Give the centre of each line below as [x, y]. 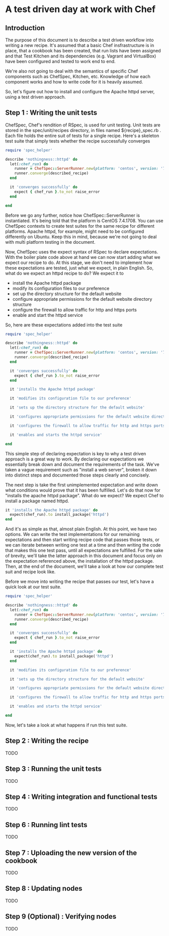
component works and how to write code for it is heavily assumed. [74, 82]
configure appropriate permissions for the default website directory [82, 299]
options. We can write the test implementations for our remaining [72, 534]
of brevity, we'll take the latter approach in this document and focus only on [83, 556]
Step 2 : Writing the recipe [47, 741]
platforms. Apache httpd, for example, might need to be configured [75, 231]
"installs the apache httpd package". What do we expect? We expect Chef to [84, 495]
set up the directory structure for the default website [67, 294]
